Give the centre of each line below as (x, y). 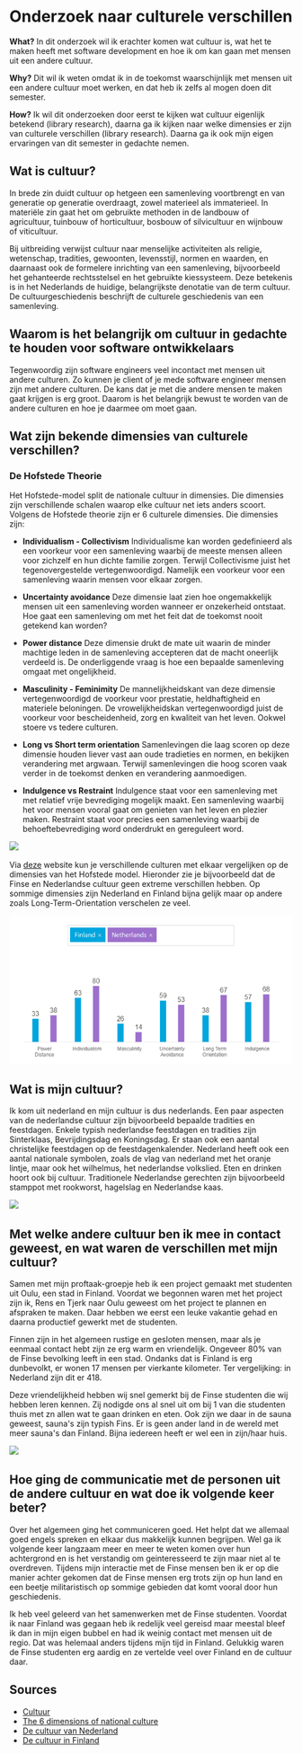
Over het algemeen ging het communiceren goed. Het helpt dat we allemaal (149, 1529)
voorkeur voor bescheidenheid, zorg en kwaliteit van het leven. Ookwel (154, 718)
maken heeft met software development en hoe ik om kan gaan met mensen (150, 50)
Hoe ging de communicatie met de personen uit (145, 1480)
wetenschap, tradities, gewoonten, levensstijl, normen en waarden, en (139, 258)
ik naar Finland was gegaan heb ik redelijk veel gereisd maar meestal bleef (147, 1623)
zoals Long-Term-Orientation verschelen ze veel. (100, 903)
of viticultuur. (34, 231)
